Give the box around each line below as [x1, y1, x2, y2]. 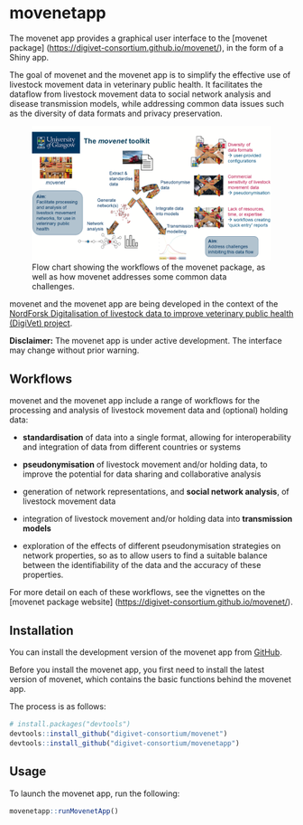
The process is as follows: [9, 701, 106, 712]
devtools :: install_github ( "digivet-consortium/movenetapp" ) [9, 738, 241, 748]
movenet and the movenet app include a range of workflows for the [9, 395, 260, 406]
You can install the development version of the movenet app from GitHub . [9, 647, 282, 658]
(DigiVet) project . [9, 318, 73, 328]
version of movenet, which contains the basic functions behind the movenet [9, 674, 291, 685]
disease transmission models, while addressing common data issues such [9, 98, 285, 109]
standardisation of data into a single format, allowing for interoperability [22, 432, 291, 443]
